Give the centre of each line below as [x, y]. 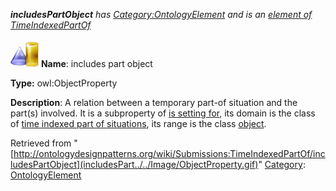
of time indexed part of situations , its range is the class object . [138, 123]
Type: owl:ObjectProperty [64, 83]
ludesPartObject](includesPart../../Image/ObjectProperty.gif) [134, 164]
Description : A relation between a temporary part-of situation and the [154, 102]
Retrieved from [41, 143]
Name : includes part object [96, 63]
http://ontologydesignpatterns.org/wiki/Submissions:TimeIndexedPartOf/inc [169, 153]
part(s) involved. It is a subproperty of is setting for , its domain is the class [163, 113]
